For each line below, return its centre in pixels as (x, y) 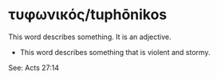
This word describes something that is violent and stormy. (115, 52)
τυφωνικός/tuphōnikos (88, 15)
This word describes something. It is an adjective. (90, 37)
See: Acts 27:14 (34, 67)
